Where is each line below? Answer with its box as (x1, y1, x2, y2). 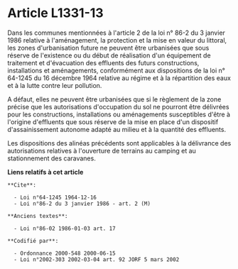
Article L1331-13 (7, 5, 104, 21)
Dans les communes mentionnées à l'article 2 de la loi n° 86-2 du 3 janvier (7, 28, 226, 37)
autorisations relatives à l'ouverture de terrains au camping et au (7, 146, 197, 155)
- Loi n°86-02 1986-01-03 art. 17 (13, 225, 116, 232)
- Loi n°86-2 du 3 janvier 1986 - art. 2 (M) (13, 200, 151, 207)
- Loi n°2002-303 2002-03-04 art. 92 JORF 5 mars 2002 (13, 256, 180, 263)
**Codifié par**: (7, 237, 59, 244)
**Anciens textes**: (7, 212, 69, 219)
